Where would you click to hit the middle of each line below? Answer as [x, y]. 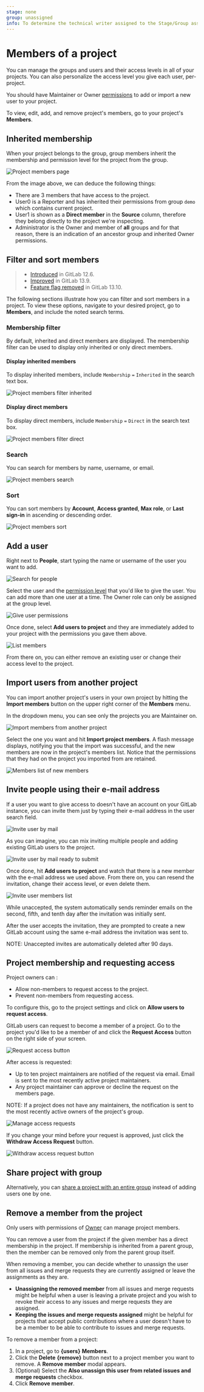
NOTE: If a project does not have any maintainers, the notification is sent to [100, 1105]
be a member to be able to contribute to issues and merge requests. [100, 1328]
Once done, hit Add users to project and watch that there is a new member [100, 871]
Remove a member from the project [74, 1213]
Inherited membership [49, 138]
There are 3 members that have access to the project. [82, 195]
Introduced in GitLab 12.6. [62, 274]
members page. [35, 1093]
